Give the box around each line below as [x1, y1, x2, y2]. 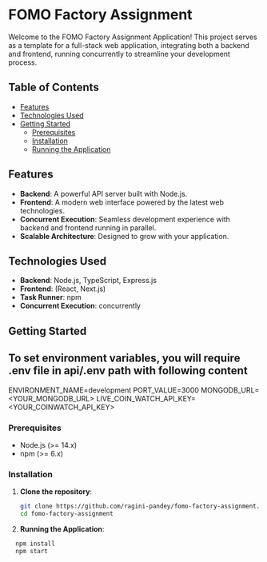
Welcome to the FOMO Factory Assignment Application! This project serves [8, 32, 257, 42]
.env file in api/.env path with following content [8, 364, 248, 377]
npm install [15, 540, 56, 548]
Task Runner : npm [19, 293, 82, 302]
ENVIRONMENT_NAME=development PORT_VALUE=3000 [8, 385, 200, 395]
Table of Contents [8, 81, 100, 94]
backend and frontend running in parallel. [19, 222, 157, 233]
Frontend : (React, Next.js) [19, 284, 106, 293]
